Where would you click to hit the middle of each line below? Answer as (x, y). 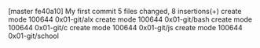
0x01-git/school (33, 36)
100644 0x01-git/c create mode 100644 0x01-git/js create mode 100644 (126, 27)
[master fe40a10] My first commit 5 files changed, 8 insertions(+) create (125, 11)
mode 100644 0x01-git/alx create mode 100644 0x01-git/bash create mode (130, 19)
